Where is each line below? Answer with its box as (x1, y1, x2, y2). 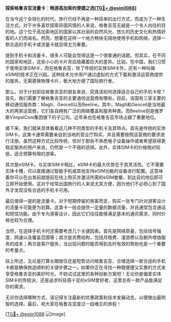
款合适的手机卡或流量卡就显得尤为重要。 (5, 41, 90, 48)
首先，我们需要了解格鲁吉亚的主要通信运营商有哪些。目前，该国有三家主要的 (5, 95, 166, 101)
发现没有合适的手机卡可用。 (14, 187, 72, 193)
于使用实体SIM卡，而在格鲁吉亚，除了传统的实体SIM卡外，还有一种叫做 (5, 65, 155, 71)
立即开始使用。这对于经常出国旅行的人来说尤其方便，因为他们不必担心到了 (5, 181, 161, 187)
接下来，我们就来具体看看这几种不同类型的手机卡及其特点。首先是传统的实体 (5, 125, 166, 131)
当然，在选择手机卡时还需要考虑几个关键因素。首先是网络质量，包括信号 (5, 228, 157, 234)
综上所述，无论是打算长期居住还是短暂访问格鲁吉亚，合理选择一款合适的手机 (5, 258, 166, 264)
